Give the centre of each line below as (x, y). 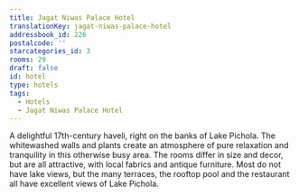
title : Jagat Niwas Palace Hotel (72, 18)
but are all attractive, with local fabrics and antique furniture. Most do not (145, 164)
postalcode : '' (38, 43)
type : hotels (34, 85)
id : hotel (28, 77)
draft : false (34, 69)
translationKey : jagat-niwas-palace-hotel (90, 26)
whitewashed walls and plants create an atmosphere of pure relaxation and (149, 145)
